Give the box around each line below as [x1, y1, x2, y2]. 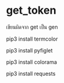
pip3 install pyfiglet [6, 47, 53, 54]
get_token [6, 4, 56, 17]
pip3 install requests [6, 70, 56, 77]
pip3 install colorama [6, 58, 57, 66]
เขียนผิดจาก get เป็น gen [6, 23, 58, 30]
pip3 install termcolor [6, 35, 58, 42]
